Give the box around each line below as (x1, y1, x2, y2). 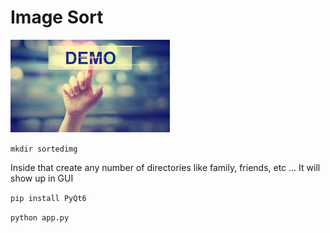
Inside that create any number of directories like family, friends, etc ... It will (10, 161, 321, 173)
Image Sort (10, 6, 104, 29)
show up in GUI (10, 172, 74, 184)
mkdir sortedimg (10, 144, 78, 154)
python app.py (10, 212, 70, 223)
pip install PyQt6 (10, 193, 87, 203)
